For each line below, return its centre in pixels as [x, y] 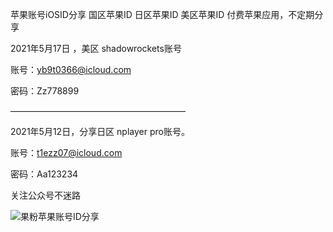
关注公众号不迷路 [45, 195]
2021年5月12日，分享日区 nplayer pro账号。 [100, 131]
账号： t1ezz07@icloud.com [66, 152]
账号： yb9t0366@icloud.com [71, 69]
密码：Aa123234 [44, 174]
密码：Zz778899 [45, 91]
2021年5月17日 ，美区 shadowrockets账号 [96, 48]
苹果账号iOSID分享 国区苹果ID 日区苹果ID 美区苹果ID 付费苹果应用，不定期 [162, 14]
